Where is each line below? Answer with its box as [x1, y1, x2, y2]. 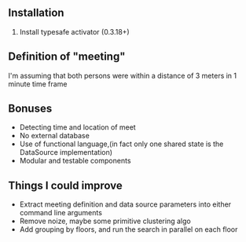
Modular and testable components [19, 156, 131, 166]
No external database [19, 131, 90, 141]
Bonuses [8, 102, 53, 115]
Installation [8, 6, 64, 20]
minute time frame [8, 79, 68, 89]
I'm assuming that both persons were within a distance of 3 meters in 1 [8, 71, 237, 80]
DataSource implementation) [19, 148, 112, 157]
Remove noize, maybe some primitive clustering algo [19, 216, 191, 226]
